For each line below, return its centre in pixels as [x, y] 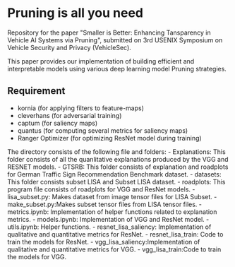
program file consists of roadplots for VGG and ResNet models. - [101, 189]
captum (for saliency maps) [58, 123]
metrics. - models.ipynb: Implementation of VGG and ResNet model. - [108, 219]
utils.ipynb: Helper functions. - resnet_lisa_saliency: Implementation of [109, 227]
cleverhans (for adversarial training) [70, 115]
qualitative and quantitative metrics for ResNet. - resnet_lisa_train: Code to [115, 234]
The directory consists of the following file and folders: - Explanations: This [116, 152]
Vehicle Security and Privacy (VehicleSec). [70, 47]
